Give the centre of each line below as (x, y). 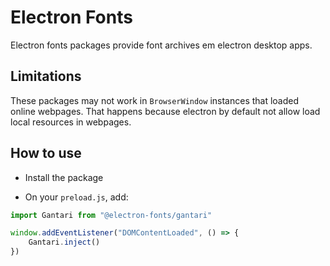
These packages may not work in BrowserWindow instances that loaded (155, 100)
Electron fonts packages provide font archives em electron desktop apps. (161, 45)
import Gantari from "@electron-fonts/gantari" (111, 215)
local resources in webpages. (71, 122)
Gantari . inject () (64, 242)
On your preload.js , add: (76, 197)
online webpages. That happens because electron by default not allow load (165, 111)
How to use (46, 153)
